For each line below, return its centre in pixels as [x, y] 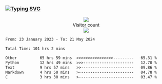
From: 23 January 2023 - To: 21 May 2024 [50, 39]
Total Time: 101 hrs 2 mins [35, 49]
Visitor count [86, 25]
